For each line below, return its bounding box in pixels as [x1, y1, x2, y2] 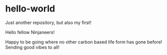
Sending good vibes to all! [5, 44, 60, 50]
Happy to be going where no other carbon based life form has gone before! [5, 38, 162, 45]
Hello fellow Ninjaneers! [5, 29, 55, 35]
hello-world [5, 3, 56, 14]
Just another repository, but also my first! [5, 19, 92, 25]
